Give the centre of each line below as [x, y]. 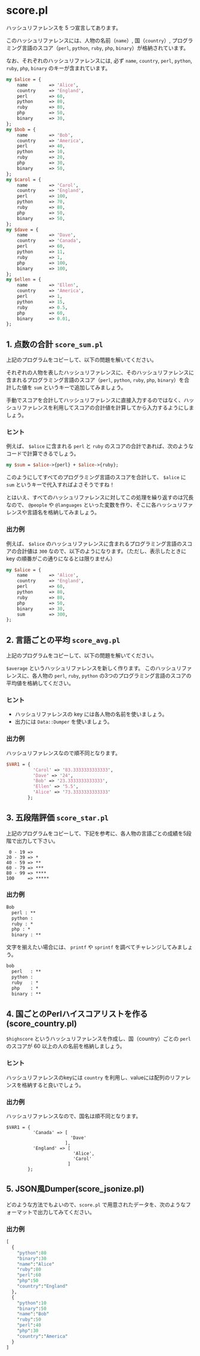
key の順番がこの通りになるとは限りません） [61, 558]
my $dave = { [22, 230]
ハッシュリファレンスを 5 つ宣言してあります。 [64, 28]
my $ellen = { [24, 280]
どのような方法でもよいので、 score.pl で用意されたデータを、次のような [96, 1204]
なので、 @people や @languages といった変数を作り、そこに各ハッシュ [92, 505]
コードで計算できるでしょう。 [43, 454]
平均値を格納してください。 [40, 683]
